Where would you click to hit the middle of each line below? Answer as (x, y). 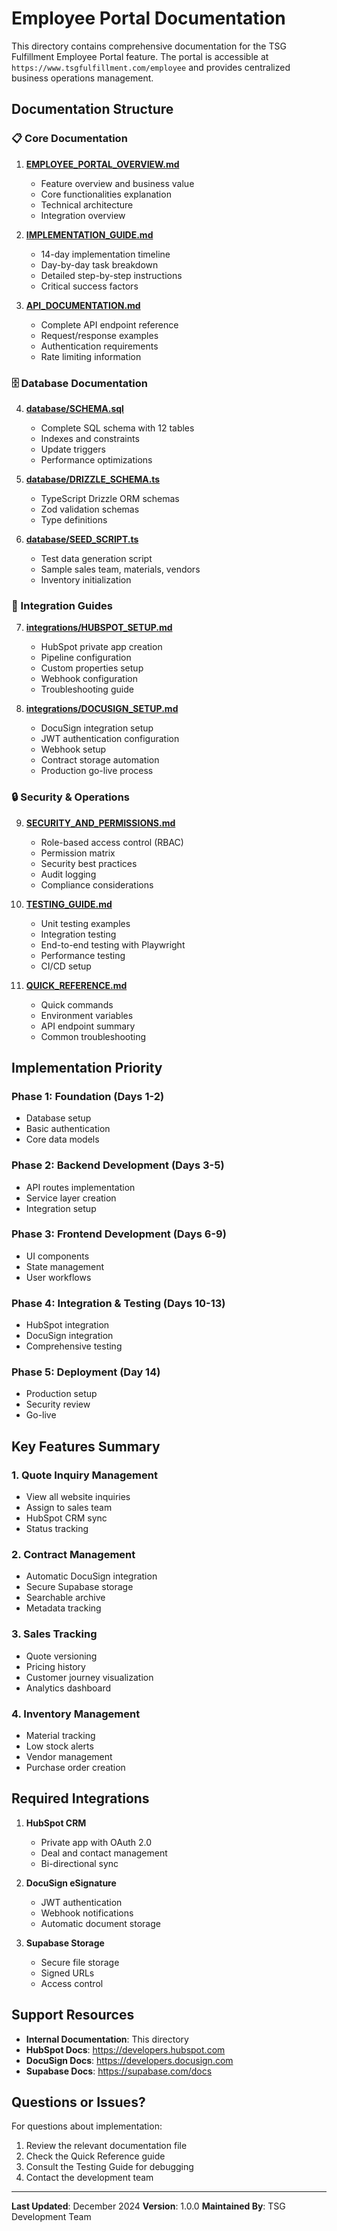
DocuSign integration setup (97, 728)
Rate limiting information (91, 356)
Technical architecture (87, 204)
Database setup (58, 1118)
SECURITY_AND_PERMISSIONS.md (100, 823)
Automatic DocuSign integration (91, 1576)
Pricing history (55, 1666)
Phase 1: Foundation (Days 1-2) (88, 1096)
